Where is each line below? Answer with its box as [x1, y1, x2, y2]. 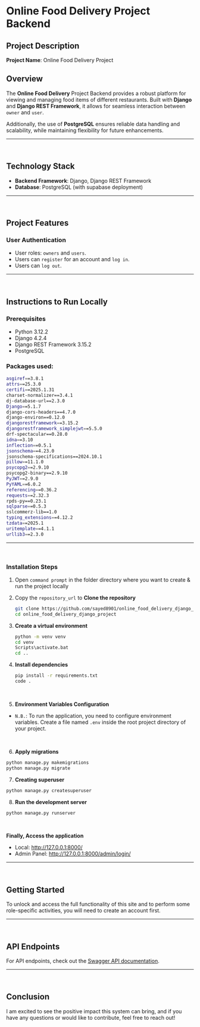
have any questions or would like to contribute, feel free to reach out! [6, 1014, 176, 1021]
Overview [6, 74, 43, 84]
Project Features [6, 218, 69, 228]
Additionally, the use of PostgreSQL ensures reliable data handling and [6, 120, 180, 127]
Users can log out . [14, 262, 62, 270]
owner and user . [6, 109, 45, 116]
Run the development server [14, 798, 87, 805]
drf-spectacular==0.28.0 [6, 432, 68, 438]
